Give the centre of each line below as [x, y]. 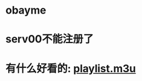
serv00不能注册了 [49, 39]
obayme [26, 10]
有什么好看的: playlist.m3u [71, 68]
